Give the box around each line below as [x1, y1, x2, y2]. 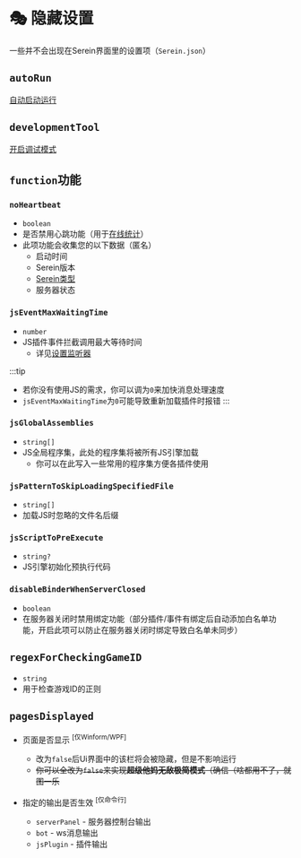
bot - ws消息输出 [35, 827, 99, 838]
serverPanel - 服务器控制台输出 [35, 816, 151, 827]
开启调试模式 [9, 143, 56, 154]
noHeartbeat [9, 199, 62, 210]
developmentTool [9, 121, 100, 134]
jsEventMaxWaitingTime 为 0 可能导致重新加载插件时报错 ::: [21, 395, 230, 406]
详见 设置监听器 [35, 347, 91, 359]
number [21, 327, 47, 336]
